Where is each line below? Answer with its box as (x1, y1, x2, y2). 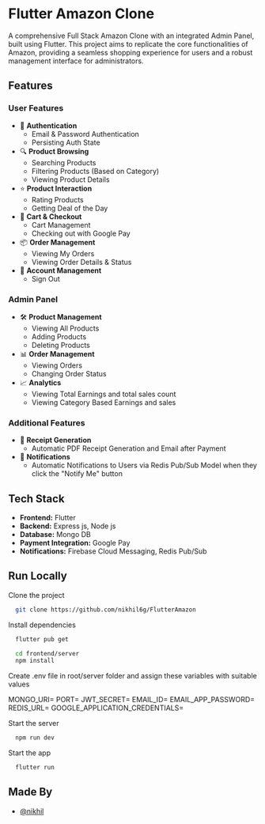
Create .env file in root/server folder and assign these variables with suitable (8, 671, 257, 681)
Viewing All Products (31, 323, 100, 333)
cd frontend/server (15, 649, 80, 657)
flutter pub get (15, 635, 69, 643)
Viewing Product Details (31, 175, 110, 184)
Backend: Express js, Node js (19, 521, 116, 531)
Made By (8, 785, 53, 799)
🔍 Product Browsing (19, 146, 89, 156)
